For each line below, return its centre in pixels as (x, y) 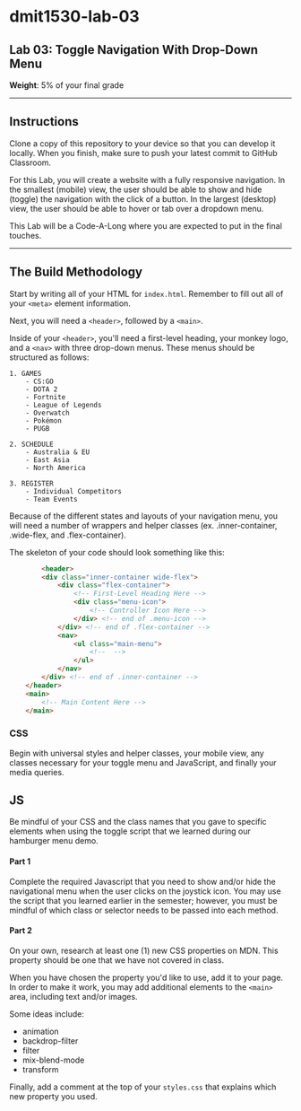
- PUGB (38, 428)
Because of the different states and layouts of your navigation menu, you (144, 516)
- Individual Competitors (74, 491)
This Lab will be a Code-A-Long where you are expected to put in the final (146, 225)
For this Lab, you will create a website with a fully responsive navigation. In (147, 179)
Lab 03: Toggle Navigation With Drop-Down (133, 50)
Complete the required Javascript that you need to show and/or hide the (142, 881)
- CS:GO (39, 381)
